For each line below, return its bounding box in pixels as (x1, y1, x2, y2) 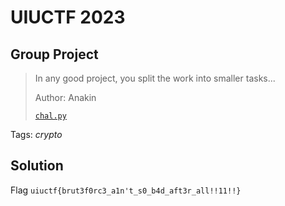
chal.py (34, 111, 67, 121)
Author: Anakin (34, 92, 97, 103)
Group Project (10, 46, 99, 63)
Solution (10, 157, 64, 175)
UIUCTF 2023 (10, 6, 126, 29)
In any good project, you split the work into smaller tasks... (34, 72, 276, 84)
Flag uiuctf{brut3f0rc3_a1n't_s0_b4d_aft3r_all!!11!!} (10, 184, 242, 196)
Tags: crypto (10, 129, 63, 140)
